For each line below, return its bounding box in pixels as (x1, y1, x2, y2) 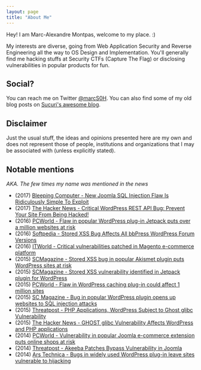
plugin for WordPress (14, 274, 68, 281)
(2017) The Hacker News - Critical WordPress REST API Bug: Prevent (14, 204, 185, 211)
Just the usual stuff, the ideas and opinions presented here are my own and (6, 134, 193, 141)
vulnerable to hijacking (14, 357, 71, 364)
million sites (14, 287, 45, 294)
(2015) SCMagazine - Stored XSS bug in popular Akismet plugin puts (14, 255, 184, 262)
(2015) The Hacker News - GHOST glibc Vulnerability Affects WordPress (14, 319, 193, 326)
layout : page (6, 8, 39, 15)
